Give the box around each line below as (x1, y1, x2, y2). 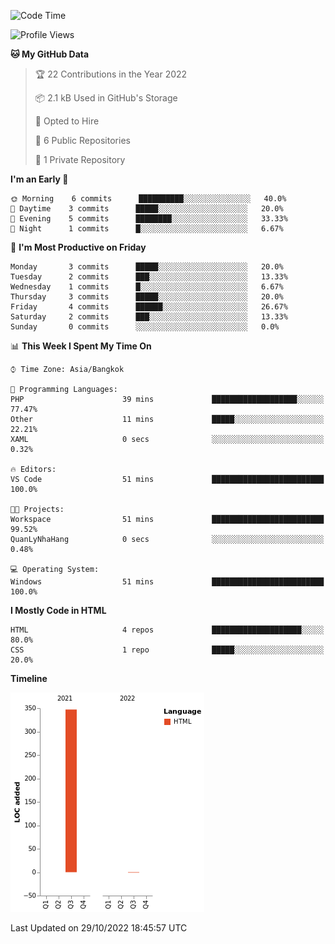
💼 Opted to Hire (34, 115, 100, 127)
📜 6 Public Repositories (34, 135, 131, 146)
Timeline (10, 673, 48, 684)
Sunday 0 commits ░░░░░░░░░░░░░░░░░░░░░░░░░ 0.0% (10, 322, 280, 332)
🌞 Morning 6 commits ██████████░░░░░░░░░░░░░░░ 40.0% (10, 194, 287, 204)
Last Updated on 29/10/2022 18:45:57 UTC (10, 922, 188, 934)
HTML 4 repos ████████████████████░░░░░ (10, 625, 325, 635)
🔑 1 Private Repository (34, 154, 126, 165)
